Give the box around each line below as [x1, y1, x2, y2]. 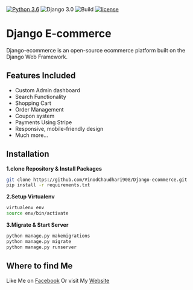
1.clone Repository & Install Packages [6, 165, 103, 172]
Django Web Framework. [6, 53, 68, 60]
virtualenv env [6, 205, 45, 211]
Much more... [14, 131, 48, 139]
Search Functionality [14, 93, 66, 100]
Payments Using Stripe [14, 118, 72, 126]
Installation [6, 149, 49, 159]
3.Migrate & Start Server [6, 221, 69, 229]
